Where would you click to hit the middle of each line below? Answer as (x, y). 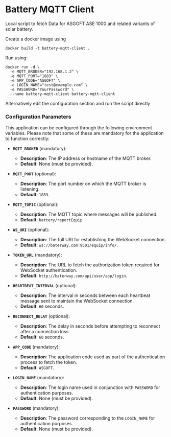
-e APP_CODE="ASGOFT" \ (35, 80)
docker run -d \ (22, 67)
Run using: (17, 58)
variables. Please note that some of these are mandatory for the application (85, 133)
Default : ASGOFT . (37, 368)
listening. (30, 189)
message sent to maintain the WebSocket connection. (77, 301)
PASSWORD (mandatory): (36, 408)
